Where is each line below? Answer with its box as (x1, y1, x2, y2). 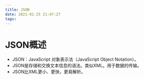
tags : (5, 16, 16, 21)
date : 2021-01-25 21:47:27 (5, 12, 61, 17)
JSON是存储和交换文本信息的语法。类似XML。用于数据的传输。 (12, 63, 142, 69)
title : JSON (5, 7, 30, 12)
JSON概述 (5, 39, 47, 50)
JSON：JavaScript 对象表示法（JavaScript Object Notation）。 (12, 56, 139, 62)
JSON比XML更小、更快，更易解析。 (12, 69, 86, 75)
